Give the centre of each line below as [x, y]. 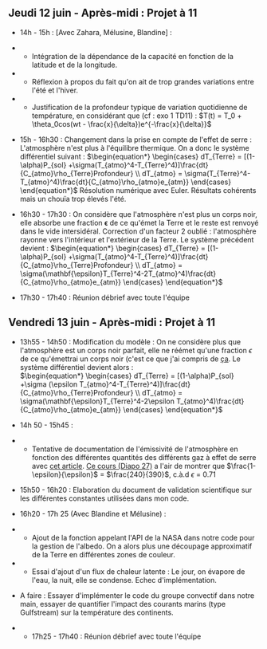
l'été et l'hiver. [55, 90]
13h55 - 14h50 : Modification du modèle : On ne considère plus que [130, 341]
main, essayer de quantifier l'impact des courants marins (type [123, 604]
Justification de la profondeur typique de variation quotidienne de [139, 107]
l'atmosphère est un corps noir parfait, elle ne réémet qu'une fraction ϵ [136, 350]
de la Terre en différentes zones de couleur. [103, 554]
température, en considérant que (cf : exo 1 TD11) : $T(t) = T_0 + [137, 116]
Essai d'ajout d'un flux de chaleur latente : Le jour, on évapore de [138, 571]
